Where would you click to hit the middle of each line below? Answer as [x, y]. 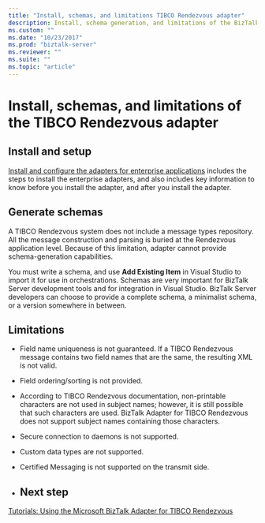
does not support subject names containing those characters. [120, 421]
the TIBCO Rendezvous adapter [114, 122]
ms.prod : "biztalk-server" [52, 45]
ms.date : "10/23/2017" [45, 37]
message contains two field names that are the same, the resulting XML [136, 357]
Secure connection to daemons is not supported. [99, 437]
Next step [44, 492]
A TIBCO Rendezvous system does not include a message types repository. [131, 231]
